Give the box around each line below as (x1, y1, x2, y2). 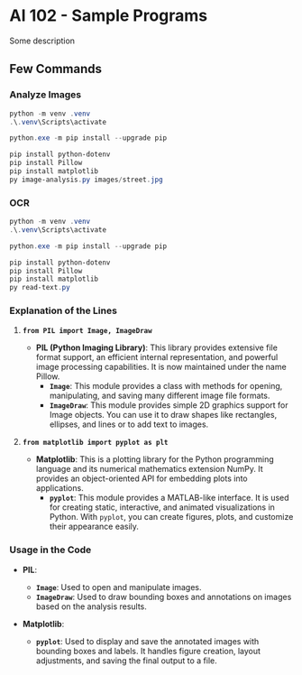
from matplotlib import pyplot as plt (22, 439, 169, 448)
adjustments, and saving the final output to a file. (35, 655, 218, 666)
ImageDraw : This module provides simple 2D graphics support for (49, 400, 288, 411)
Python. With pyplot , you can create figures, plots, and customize (49, 512, 294, 522)
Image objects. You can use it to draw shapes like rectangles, (49, 410, 278, 421)
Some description (9, 35, 75, 46)
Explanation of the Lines (9, 304, 117, 317)
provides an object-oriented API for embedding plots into (35, 473, 248, 484)
